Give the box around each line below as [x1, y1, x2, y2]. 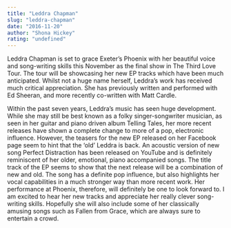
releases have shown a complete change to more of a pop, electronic [7, 127, 204, 135]
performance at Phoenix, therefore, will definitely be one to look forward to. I [7, 185, 225, 194]
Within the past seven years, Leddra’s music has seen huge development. [7, 105, 217, 113]
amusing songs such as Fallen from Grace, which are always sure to [7, 207, 201, 216]
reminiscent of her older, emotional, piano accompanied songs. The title [7, 156, 212, 164]
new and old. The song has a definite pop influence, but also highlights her [7, 170, 219, 179]
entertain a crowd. [7, 214, 59, 222]
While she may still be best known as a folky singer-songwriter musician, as [7, 112, 223, 121]
